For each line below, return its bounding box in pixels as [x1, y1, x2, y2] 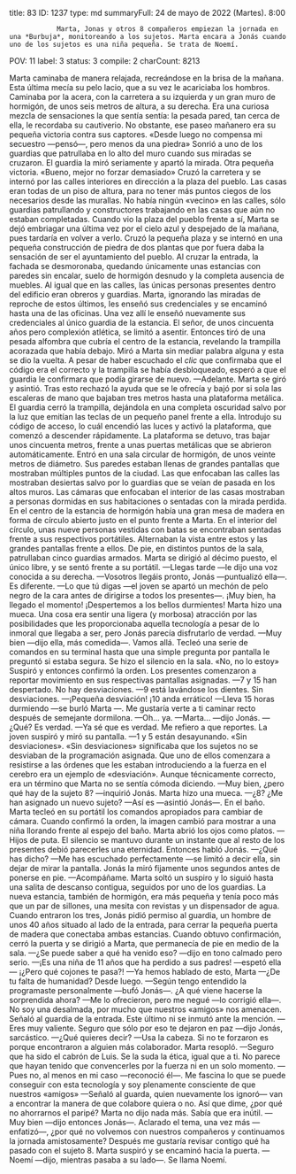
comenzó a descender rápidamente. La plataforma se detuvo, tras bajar [9, 430, 270, 441]
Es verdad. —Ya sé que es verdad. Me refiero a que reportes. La [34, 722, 268, 732]
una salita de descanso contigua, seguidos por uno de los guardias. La [9, 882, 267, 892]
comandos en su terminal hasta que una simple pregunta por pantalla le [9, 646, 270, 657]
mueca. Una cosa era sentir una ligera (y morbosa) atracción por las [9, 609, 258, 619]
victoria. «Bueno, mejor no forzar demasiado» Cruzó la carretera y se [9, 167, 262, 177]
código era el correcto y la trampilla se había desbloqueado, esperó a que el [9, 365, 287, 375]
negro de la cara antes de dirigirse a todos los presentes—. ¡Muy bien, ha [9, 591, 277, 600]
